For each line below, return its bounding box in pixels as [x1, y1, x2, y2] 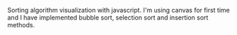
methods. [7, 21, 35, 29]
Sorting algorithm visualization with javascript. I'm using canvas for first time [7, 6, 230, 14]
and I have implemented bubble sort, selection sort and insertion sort [7, 13, 209, 22]
